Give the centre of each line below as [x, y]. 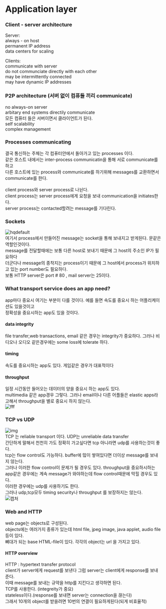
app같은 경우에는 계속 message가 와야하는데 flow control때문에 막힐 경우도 [79, 473]
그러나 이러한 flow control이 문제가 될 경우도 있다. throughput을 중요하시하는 [80, 467]
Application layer [41, 9]
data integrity [19, 324]
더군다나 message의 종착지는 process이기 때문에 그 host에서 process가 [76, 263]
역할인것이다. [18, 244]
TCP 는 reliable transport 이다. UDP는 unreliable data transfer [67, 436]
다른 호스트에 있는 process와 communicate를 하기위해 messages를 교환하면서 [82, 172]
